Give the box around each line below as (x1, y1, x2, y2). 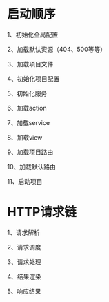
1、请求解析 (7, 228, 40, 236)
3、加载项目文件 (7, 59, 54, 68)
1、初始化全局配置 (7, 30, 59, 39)
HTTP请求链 (7, 205, 77, 220)
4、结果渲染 (7, 272, 42, 281)
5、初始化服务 (7, 89, 48, 97)
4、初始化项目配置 (7, 74, 60, 83)
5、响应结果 (7, 287, 41, 295)
